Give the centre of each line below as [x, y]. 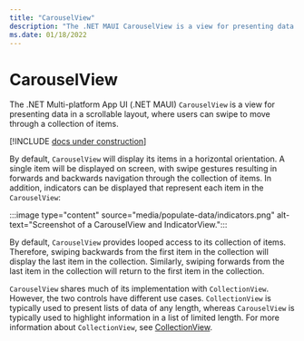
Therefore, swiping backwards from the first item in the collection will [139, 252]
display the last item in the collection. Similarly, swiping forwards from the [147, 262]
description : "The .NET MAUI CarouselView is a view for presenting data [152, 26]
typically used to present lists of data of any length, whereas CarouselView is [152, 308]
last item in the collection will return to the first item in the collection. [137, 271]
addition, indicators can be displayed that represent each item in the [137, 188]
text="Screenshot [42, 225]
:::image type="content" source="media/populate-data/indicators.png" [142, 215]
